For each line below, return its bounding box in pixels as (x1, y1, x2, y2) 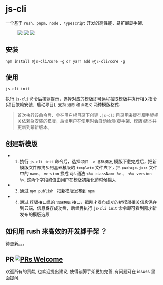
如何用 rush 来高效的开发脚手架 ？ (5, 227, 107, 235)
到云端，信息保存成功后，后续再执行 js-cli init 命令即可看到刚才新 (19, 205, 157, 211)
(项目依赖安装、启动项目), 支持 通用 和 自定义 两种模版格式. (5, 101, 120, 107)
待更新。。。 (5, 241, 27, 247)
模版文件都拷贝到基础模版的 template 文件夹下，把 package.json (19, 165, 148, 170)
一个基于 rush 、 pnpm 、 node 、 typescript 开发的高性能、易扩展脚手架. (5, 20, 144, 26)
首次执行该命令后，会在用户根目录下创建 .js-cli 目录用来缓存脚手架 (17, 112, 154, 117)
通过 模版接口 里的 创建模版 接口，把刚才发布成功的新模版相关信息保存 (19, 199, 157, 205)
